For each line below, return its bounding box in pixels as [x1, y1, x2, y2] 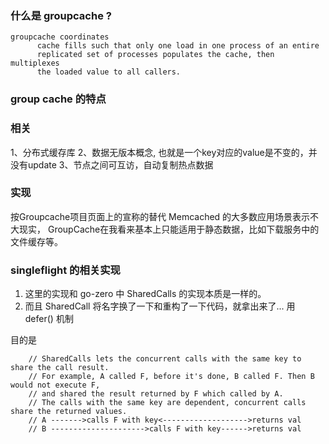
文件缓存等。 [10, 235, 63, 247]
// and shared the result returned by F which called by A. [28, 389, 284, 399]
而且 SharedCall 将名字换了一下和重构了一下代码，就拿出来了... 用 [24, 300, 296, 312]
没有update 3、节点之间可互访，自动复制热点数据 [10, 158, 214, 171]
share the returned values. [10, 407, 128, 417]
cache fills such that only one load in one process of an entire [36, 41, 320, 51]
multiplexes [10, 58, 60, 69]
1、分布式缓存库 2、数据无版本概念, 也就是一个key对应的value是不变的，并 [10, 146, 318, 158]
